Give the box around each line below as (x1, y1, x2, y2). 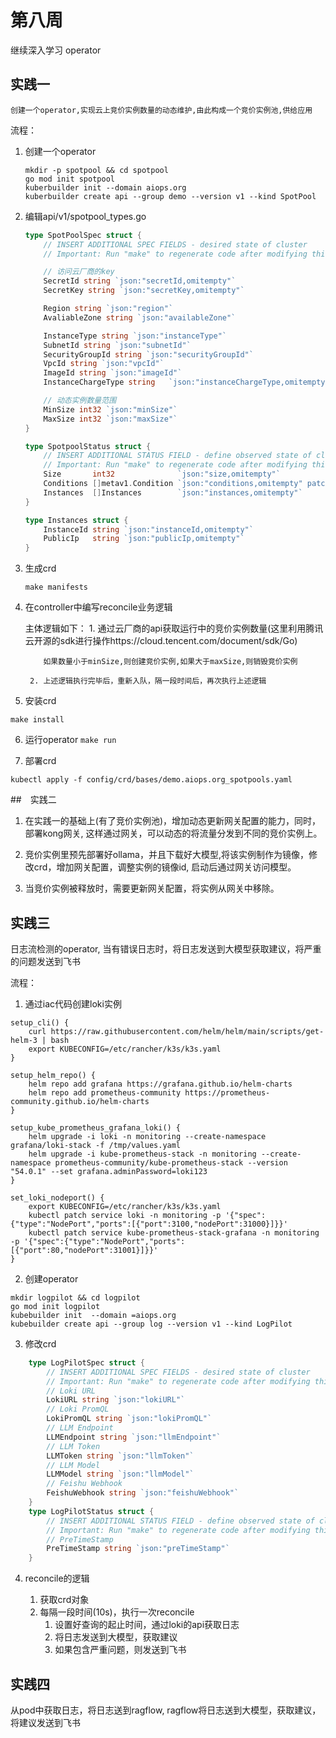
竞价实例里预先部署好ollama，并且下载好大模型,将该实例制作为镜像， (24, 849, 309, 861)
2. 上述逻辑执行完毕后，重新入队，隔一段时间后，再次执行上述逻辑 (29, 676, 267, 686)
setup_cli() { (10, 1017, 70, 1028)
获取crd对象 (39, 1594, 90, 1606)
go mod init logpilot (10, 1301, 101, 1311)
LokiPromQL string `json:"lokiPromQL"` (46, 1414, 213, 1424)
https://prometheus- (184, 1087, 271, 1098)
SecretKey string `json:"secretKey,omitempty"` (43, 286, 245, 296)
